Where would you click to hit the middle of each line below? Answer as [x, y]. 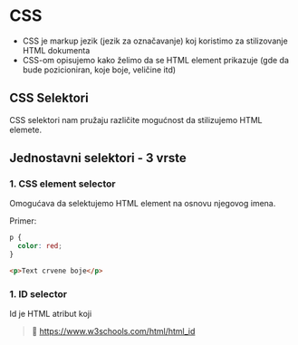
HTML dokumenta [56, 50]
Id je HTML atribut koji [51, 314]
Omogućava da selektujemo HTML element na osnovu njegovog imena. [143, 204]
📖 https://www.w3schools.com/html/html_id [113, 331]
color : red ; [40, 246]
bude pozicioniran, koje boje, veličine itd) [99, 70]
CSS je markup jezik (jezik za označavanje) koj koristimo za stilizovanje [155, 41]
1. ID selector [38, 293]
